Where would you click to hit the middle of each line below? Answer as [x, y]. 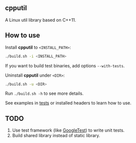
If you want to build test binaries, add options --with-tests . [65, 65]
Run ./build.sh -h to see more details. [45, 93]
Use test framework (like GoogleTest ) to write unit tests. [68, 130]
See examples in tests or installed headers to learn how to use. [68, 103]
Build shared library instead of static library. [56, 136]
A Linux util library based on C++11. [41, 20]
